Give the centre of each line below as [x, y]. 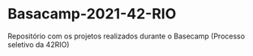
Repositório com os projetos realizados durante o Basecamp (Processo [126, 36]
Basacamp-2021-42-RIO [92, 14]
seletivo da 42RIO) [39, 44]
